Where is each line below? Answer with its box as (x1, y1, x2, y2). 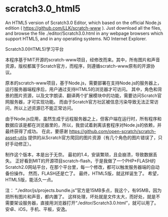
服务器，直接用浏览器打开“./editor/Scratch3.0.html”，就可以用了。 (22, 199, 159, 206)
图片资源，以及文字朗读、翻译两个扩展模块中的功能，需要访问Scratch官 (14, 92, 162, 98)
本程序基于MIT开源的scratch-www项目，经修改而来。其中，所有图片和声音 (5, 56, 160, 63)
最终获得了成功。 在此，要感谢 (5, 128, 68, 134)
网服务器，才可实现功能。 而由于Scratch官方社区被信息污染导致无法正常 (5, 98, 154, 104)
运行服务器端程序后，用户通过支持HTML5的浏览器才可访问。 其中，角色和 (5, 86, 158, 92)
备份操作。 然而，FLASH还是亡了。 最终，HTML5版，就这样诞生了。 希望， (5, 170, 161, 176)
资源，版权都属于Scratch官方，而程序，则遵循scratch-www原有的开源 (5, 63, 150, 69)
